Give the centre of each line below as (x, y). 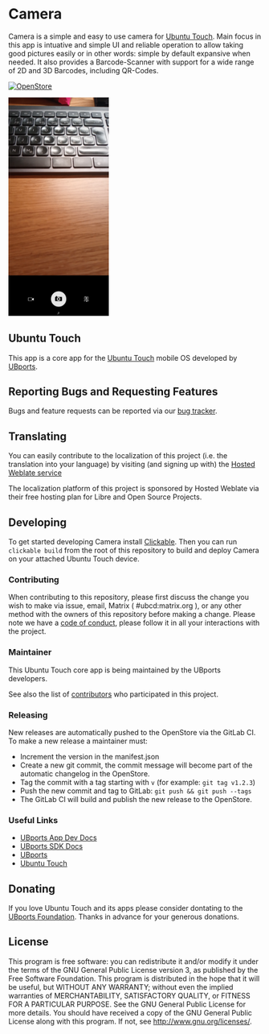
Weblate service (35, 473)
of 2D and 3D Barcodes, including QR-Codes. (84, 70)
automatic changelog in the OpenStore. (85, 773)
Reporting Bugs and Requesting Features (113, 392)
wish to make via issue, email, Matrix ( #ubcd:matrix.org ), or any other (125, 606)
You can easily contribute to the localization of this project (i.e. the (118, 456)
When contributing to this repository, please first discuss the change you (128, 598)
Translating (37, 436)
